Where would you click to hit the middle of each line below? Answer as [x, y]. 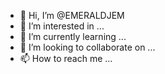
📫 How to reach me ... [66, 58]
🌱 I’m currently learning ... [73, 36]
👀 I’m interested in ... [62, 26]
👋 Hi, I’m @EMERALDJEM [72, 15]
